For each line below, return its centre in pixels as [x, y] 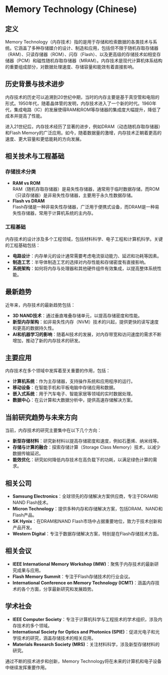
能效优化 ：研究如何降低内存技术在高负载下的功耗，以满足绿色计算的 [82, 460]
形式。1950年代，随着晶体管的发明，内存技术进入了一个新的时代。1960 [79, 103]
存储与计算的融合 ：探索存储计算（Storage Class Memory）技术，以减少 [86, 447]
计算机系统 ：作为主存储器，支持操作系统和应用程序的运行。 [74, 381]
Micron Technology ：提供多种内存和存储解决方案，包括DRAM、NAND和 [87, 509]
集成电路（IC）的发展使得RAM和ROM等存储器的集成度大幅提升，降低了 [87, 109]
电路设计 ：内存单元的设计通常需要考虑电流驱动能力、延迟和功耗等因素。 [87, 255]
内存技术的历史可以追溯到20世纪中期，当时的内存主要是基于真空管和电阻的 [82, 97]
